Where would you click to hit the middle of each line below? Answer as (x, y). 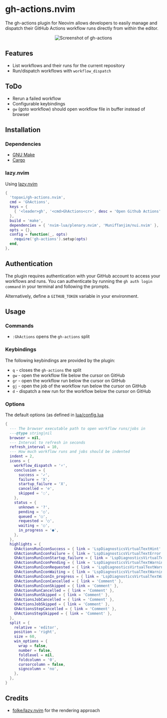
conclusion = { (30, 470)
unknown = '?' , (34, 507)
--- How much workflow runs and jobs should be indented (70, 452)
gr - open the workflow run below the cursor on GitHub (69, 380)
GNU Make (24, 155)
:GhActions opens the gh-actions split (51, 337)
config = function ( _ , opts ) (39, 235)
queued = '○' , (33, 516)
